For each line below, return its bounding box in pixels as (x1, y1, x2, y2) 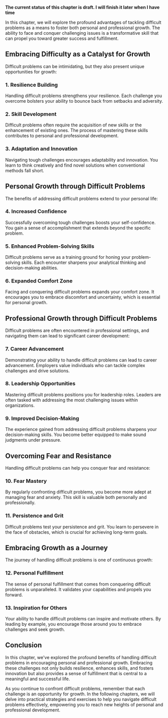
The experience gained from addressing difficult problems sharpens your (5, 426, 157, 433)
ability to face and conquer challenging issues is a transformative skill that (5, 30, 159, 36)
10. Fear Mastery (5, 477, 47, 484)
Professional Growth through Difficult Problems (5, 314, 157, 323)
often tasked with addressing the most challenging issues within (5, 397, 138, 403)
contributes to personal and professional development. (5, 133, 119, 139)
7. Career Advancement (5, 345, 64, 352)
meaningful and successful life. (5, 676, 70, 682)
